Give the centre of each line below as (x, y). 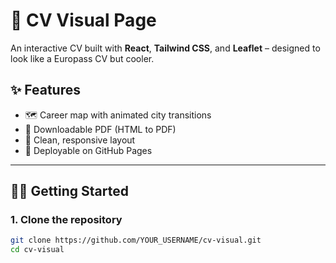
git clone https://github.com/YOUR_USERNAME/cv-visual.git (136, 240)
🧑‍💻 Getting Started (69, 191)
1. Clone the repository (66, 220)
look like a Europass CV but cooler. (82, 58)
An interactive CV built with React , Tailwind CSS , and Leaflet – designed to (165, 48)
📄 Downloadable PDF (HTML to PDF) (100, 129)
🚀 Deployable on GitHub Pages (88, 150)
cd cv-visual (37, 250)
